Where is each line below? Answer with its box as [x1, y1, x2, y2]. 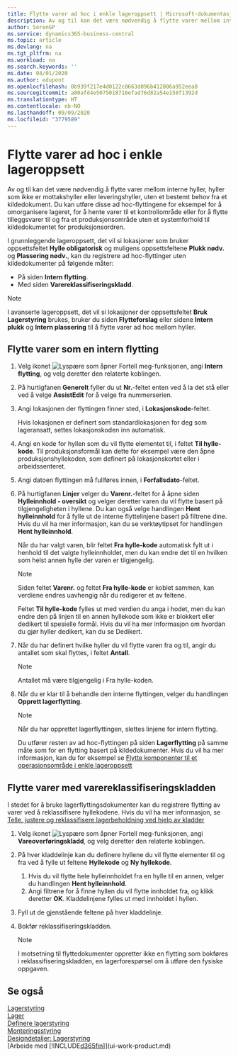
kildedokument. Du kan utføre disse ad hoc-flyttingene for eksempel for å [7, 200, 222, 208]
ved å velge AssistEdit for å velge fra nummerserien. [17, 391, 173, 399]
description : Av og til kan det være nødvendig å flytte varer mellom [7, 17, 220, 24]
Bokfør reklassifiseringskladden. [17, 922, 112, 931]
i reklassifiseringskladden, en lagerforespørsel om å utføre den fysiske [17, 957, 223, 966]
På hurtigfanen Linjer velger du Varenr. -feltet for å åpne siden [17, 490, 200, 498]
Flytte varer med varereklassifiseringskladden [7, 781, 216, 794]
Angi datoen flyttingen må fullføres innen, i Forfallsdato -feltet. [17, 476, 200, 484]
